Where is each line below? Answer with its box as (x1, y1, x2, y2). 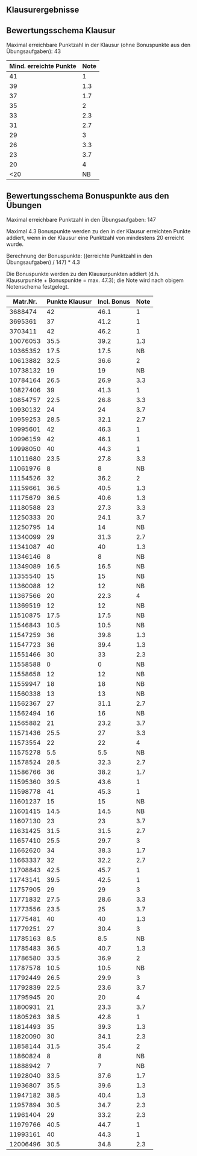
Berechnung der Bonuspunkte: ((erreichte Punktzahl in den (6, 253, 152, 260)
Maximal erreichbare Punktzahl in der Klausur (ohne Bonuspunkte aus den (6, 42, 191, 49)
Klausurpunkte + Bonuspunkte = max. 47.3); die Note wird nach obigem (6, 277, 184, 284)
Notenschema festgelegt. (6, 283, 69, 291)
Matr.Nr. (13, 298, 37, 306)
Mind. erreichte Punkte (9, 62, 77, 71)
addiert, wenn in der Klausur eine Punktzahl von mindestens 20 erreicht (6, 234, 184, 242)
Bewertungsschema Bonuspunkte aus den (6, 190, 170, 201)
